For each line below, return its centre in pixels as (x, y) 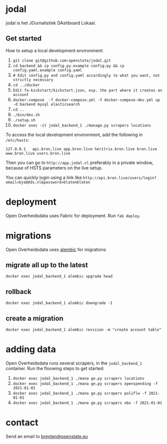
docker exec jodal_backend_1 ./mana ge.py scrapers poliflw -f (80, 393)
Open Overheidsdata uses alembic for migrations (56, 249)
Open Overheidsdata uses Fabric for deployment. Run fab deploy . (73, 216)
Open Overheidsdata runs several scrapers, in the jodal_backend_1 (74, 363)
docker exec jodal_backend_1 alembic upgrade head (59, 277)
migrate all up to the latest (47, 265)
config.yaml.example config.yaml (47, 70)
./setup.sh (24, 120)
